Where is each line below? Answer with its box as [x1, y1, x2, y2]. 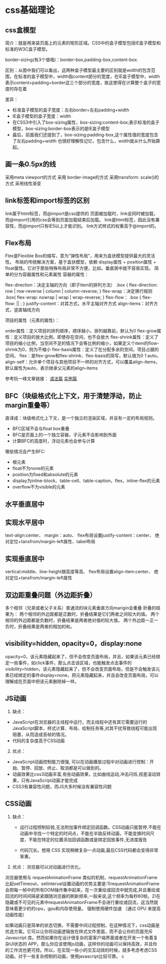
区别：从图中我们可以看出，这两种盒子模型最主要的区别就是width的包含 [5, 68, 151, 73]
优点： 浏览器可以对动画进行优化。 [12, 864, 83, 870]
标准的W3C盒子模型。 [5, 46, 51, 52]
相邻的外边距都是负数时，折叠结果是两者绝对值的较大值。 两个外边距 [5, 618, 145, 623]
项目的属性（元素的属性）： [5, 317, 59, 323]
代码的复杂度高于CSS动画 [12, 738, 65, 744]
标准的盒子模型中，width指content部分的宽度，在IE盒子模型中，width [18, 73, 160, 79]
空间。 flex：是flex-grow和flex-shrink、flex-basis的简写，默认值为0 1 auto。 [5, 353, 161, 359]
